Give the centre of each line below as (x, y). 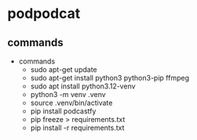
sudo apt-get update (64, 70)
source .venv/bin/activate (71, 103)
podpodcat (44, 14)
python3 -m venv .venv (68, 94)
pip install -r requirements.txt (77, 127)
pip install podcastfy (63, 111)
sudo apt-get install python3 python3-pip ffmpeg (110, 78)
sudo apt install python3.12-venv (83, 86)
